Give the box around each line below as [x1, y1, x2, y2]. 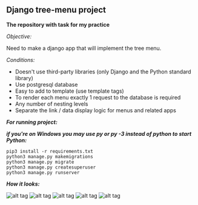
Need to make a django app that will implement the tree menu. [6, 44, 162, 52]
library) [15, 74, 33, 81]
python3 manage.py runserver [6, 169, 80, 175]
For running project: [6, 118, 58, 126]
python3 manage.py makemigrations [6, 153, 94, 160]
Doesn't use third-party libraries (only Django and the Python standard [15, 68, 192, 75]
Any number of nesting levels [15, 100, 89, 107]
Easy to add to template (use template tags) [15, 87, 124, 95]
